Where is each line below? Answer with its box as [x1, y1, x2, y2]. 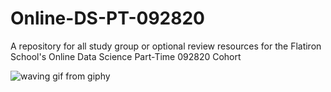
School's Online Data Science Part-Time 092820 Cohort [10, 50, 242, 62]
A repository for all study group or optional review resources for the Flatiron [10, 40, 322, 52]
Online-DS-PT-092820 [10, 7, 205, 30]
